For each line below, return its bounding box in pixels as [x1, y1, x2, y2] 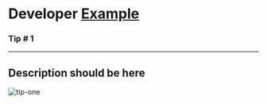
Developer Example [8, 5, 140, 23]
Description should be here [8, 66, 145, 79]
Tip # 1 [8, 33, 34, 44]
